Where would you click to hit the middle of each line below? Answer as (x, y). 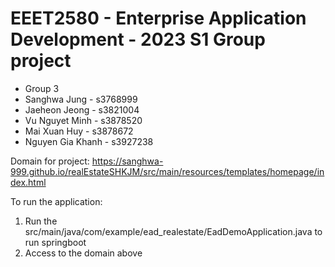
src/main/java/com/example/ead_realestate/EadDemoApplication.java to (173, 231)
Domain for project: (50, 161)
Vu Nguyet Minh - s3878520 (83, 120)
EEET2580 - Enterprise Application (158, 18)
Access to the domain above (83, 253)
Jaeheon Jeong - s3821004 (82, 109)
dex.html (28, 182)
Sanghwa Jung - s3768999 (81, 99)
